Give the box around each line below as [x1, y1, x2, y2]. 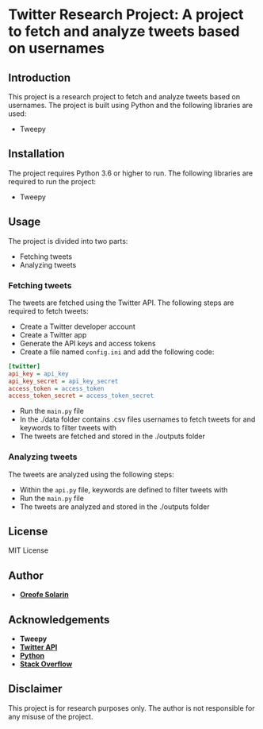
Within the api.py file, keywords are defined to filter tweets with [19, 484, 228, 494]
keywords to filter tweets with [19, 423, 117, 433]
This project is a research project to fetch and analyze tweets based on [8, 92, 241, 101]
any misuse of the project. [8, 712, 93, 721]
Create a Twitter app [19, 330, 87, 339]
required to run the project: [8, 176, 97, 186]
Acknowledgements [8, 613, 110, 627]
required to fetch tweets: [8, 306, 89, 315]
